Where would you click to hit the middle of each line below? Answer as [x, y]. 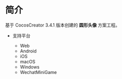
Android [28, 51]
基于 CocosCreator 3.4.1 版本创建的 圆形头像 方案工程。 [63, 25]
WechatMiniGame [38, 72]
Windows [30, 67]
